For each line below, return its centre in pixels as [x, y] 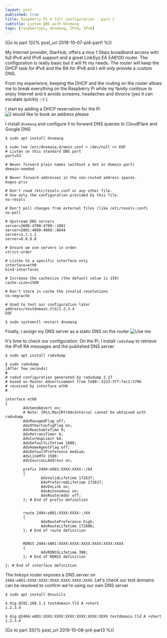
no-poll [13, 213]
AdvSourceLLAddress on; [48, 460]
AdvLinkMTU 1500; [41, 456]
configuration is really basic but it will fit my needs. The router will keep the [82, 63]
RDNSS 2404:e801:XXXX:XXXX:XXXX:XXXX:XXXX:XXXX [73, 544]
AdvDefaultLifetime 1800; [50, 443]
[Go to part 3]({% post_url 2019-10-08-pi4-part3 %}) [60, 630]
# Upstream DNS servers [30, 221]
